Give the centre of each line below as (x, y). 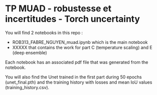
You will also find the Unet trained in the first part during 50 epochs (74, 77)
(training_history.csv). (27, 87)
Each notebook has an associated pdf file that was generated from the (77, 62)
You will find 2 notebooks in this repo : (44, 32)
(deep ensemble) (30, 53)
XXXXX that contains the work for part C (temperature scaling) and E (82, 47)
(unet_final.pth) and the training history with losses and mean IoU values (79, 82)
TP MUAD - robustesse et (58, 9)
